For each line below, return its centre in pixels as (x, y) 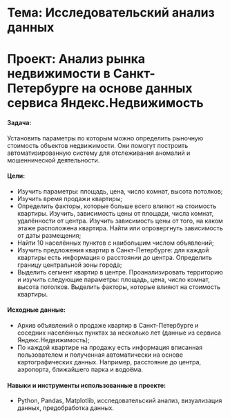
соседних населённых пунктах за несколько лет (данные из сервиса (119, 333)
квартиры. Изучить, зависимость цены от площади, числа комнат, (115, 213)
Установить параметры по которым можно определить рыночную (105, 138)
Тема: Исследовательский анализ (111, 13)
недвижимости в (59, 74)
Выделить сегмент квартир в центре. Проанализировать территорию (120, 272)
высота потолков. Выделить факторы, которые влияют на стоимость (119, 287)
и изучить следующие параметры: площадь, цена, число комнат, (114, 279)
